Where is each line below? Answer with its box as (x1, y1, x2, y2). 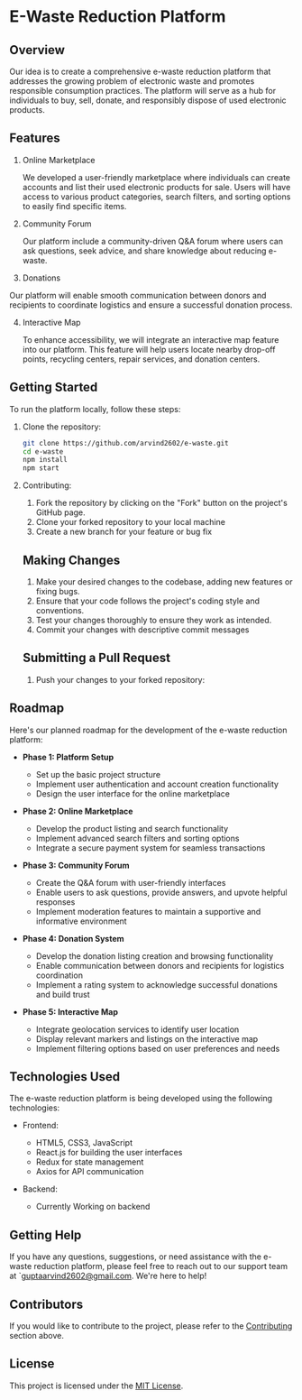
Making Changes (22, 552, 121, 567)
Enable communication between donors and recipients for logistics (35, 960, 285, 971)
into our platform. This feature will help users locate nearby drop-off (22, 344, 276, 355)
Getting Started (9, 380, 98, 395)
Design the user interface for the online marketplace (35, 787, 230, 799)
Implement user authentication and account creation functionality (35, 778, 279, 789)
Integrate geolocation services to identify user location (35, 1024, 240, 1035)
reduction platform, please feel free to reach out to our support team (33, 1261, 288, 1272)
